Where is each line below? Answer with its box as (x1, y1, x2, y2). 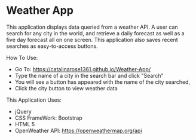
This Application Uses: (6, 96, 62, 104)
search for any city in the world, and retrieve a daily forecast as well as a (6, 29, 185, 36)
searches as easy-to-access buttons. (6, 42, 98, 50)
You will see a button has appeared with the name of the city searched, (14, 78, 190, 86)
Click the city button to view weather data (14, 84, 118, 92)
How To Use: (6, 54, 38, 61)
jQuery (14, 108, 32, 115)
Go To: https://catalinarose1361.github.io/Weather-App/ (14, 65, 151, 72)
